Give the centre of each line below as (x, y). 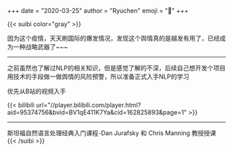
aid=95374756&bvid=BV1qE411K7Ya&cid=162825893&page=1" (97, 112)
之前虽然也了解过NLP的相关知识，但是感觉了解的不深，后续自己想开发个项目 (116, 68)
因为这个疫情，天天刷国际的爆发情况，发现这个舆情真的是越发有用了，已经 (113, 38)
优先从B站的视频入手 (37, 91)
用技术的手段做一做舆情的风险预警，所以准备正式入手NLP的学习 (98, 77)
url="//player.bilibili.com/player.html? (88, 105)
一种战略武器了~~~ (40, 47)
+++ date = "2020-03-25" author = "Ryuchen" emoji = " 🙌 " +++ (98, 11)
